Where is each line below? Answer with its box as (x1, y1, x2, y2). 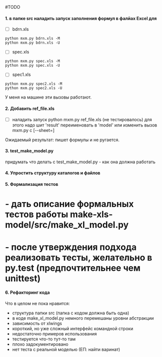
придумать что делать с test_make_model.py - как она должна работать (5, 159, 156, 165)
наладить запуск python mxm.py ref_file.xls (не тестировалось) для (12, 116, 152, 122)
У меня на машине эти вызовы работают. (5, 94, 92, 100)
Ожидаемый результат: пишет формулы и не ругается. (5, 137, 120, 143)
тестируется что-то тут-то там (12, 336, 76, 342)
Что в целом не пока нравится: (5, 300, 70, 306)
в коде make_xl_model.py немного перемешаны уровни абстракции (12, 315, 154, 321)
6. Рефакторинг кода (5, 289, 50, 296)
